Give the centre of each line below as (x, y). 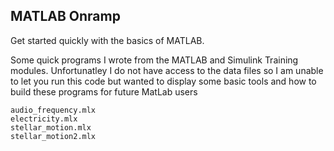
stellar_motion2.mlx (53, 136)
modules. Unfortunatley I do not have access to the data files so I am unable (167, 70)
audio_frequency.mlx (53, 110)
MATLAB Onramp (65, 16)
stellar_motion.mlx (51, 127)
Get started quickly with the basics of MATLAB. (107, 40)
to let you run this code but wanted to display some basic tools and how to (163, 81)
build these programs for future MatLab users (104, 91)
